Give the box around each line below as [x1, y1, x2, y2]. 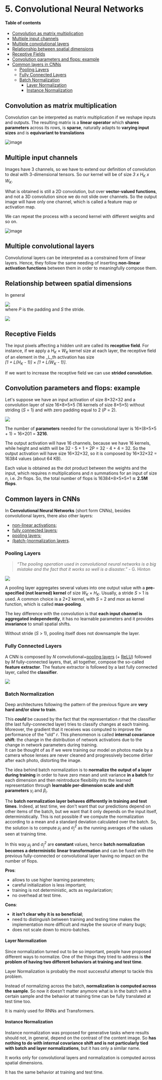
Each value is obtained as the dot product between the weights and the [5, 465, 147, 471]
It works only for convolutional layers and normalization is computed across [5, 1055, 156, 1061]
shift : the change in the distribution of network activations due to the [5, 737, 142, 743]
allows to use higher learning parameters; [12, 877, 95, 883]
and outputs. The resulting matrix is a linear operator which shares [5, 120, 139, 125]
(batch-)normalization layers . [12, 538, 70, 544]
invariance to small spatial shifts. [5, 621, 71, 627]
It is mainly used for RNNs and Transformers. [5, 1008, 95, 1013]
